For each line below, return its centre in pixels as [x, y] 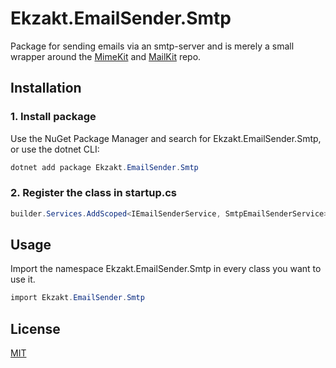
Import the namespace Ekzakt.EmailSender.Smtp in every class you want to [166, 269]
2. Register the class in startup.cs [94, 193]
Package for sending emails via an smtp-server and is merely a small [152, 46]
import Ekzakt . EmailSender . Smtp [77, 298]
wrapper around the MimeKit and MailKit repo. [106, 56]
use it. [23, 279]
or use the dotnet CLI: [55, 149]
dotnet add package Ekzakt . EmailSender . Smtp [104, 167]
